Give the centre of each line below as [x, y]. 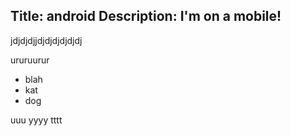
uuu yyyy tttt [36, 120]
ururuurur [30, 60]
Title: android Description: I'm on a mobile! [146, 16]
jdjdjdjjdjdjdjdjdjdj [46, 40]
